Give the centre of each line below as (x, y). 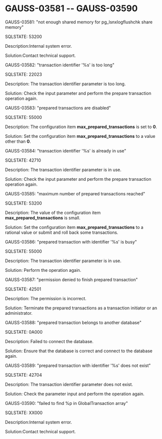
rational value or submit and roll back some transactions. (62, 232)
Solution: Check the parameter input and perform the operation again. (75, 394)
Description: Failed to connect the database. (49, 341)
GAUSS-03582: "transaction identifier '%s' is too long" (60, 65)
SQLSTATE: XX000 (24, 413)
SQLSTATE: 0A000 (24, 332)
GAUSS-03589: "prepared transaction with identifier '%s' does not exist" (78, 365)
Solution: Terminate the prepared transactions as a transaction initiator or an (81, 308)
